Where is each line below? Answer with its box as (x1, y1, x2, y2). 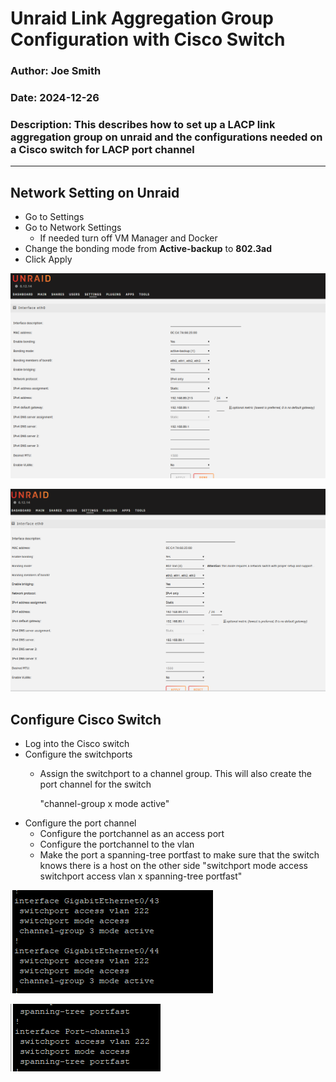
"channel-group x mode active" (39, 798, 170, 810)
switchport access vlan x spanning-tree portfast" (39, 870, 243, 882)
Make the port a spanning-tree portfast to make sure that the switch (39, 849, 320, 861)
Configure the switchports (24, 748, 133, 761)
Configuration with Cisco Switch (10, 28, 286, 51)
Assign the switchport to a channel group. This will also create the (39, 768, 313, 780)
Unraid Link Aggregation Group (10, 7, 274, 30)
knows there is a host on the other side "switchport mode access (39, 860, 308, 872)
